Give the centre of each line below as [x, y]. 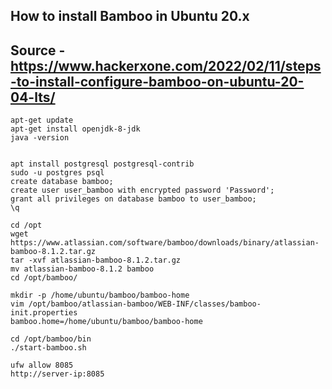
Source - [38, 50]
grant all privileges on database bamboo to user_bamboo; [133, 199]
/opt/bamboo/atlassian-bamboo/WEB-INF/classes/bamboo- [145, 304]
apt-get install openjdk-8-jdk [75, 129]
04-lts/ [33, 97]
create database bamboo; [62, 182]
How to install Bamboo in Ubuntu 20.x [130, 16]
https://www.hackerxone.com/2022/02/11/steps [166, 65]
